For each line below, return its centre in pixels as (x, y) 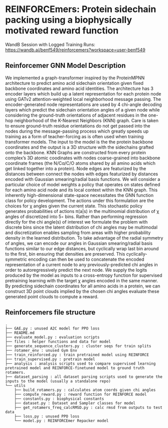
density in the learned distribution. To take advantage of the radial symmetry (84, 238)
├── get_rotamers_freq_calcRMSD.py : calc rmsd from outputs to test (89, 407)
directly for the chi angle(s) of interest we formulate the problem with (76, 222)
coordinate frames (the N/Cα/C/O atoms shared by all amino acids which (80, 163)
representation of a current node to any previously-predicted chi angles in (81, 264)
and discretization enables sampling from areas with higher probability (78, 233)
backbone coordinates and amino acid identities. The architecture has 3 (79, 88)
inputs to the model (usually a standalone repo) (58, 381)
